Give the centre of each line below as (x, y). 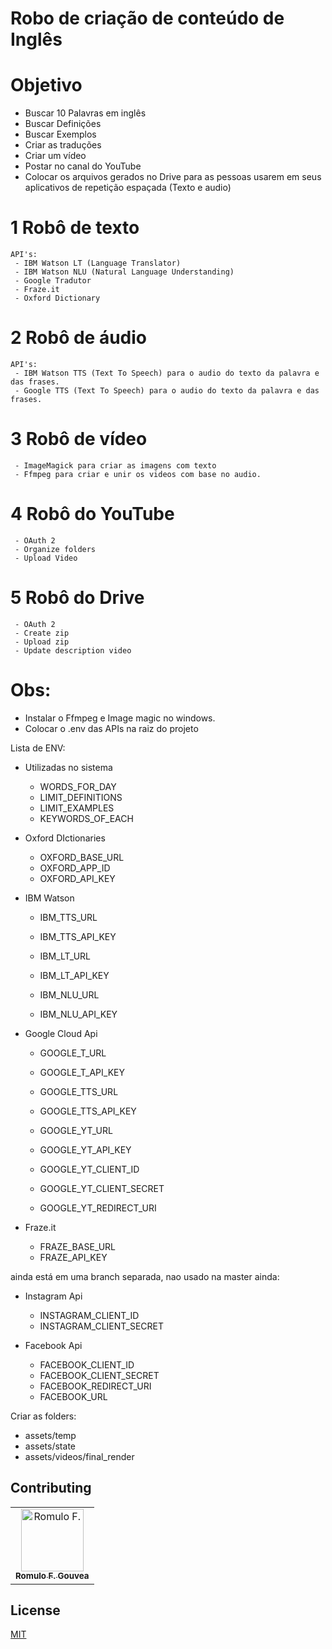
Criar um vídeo (55, 156)
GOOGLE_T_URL (73, 1053)
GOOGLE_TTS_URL (79, 1091)
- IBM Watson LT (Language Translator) (98, 263)
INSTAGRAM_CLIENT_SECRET (102, 1326)
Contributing (51, 1488)
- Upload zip (42, 642)
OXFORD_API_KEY (77, 878)
